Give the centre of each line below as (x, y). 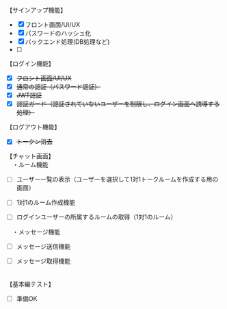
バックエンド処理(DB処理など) (67, 42)
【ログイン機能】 (30, 63)
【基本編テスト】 (30, 284)
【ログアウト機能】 (34, 127)
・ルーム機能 (30, 165)
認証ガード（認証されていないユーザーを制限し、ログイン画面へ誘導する (118, 104)
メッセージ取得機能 (43, 261)
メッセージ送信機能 (43, 246)
